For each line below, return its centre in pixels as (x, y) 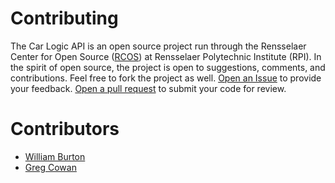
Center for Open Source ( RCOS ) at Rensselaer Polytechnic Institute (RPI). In (166, 56)
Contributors (65, 129)
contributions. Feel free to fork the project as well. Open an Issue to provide (166, 78)
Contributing (64, 18)
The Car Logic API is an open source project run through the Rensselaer (158, 46)
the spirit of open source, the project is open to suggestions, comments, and (168, 67)
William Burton (55, 156)
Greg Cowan (50, 167)
